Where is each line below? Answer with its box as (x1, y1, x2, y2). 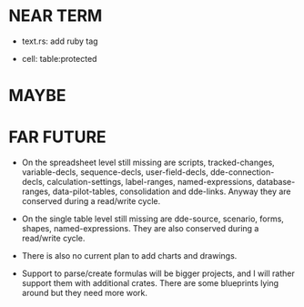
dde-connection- (209, 167, 275, 178)
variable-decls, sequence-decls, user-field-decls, (21, 167, 208, 178)
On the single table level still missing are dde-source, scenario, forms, (21, 213, 284, 224)
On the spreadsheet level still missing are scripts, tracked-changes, (21, 157, 275, 169)
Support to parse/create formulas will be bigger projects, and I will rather (21, 268, 295, 279)
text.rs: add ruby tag (21, 36, 98, 46)
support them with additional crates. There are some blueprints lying (21, 278, 279, 289)
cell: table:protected (21, 53, 97, 64)
